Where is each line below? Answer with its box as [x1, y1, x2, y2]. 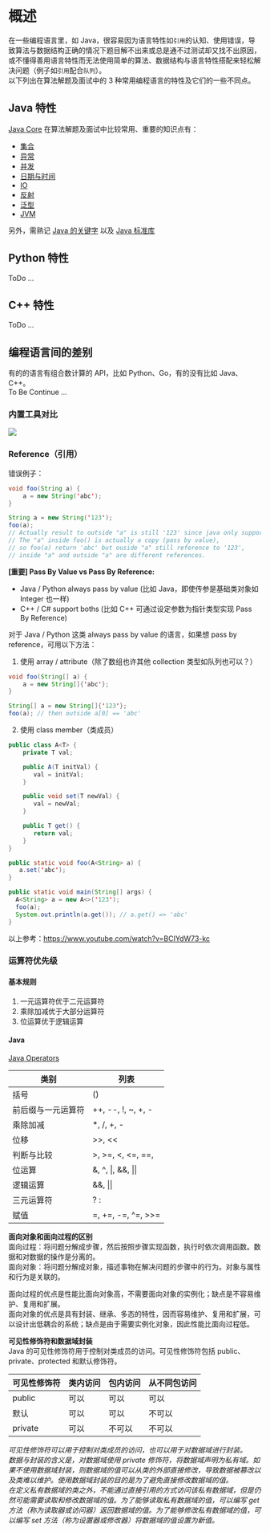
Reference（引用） [8, 449, 83, 460]
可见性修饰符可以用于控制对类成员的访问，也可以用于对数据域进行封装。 [8, 1444, 247, 1454]
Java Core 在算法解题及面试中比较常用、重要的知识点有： [8, 124, 199, 133]
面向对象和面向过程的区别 [8, 1232, 93, 1241]
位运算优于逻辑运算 [19, 1017, 84, 1026]
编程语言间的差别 [8, 345, 93, 359]
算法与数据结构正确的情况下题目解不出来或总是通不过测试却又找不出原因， [14, 45, 261, 55]
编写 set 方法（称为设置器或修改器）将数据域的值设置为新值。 [14, 1515, 219, 1525]
